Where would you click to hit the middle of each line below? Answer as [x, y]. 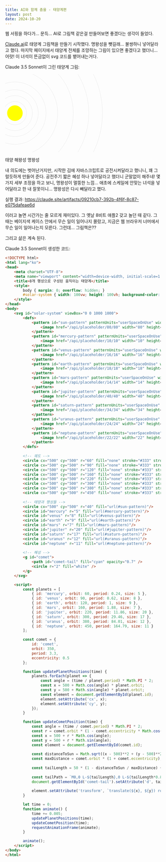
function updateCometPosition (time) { [63, 722]
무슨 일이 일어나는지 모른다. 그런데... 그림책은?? [51, 228]
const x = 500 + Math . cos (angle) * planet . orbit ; [92, 685]
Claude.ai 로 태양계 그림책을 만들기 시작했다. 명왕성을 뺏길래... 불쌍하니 [73, 44]
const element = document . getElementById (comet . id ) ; [87, 745]
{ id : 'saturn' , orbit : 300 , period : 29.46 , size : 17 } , [91, 617]
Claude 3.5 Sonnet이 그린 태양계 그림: [42, 67]
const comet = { [40, 640]
